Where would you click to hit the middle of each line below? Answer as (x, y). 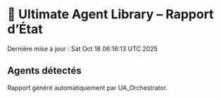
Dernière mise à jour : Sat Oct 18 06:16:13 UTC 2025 (83, 48)
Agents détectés (45, 71)
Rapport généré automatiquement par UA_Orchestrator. (87, 88)
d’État (25, 29)
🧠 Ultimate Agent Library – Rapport (110, 14)
